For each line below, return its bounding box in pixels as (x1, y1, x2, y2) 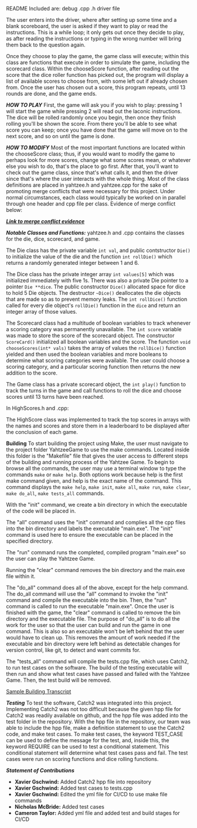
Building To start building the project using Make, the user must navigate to (6, 440, 189, 447)
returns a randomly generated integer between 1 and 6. (6, 260, 140, 266)
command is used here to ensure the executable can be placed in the (6, 531, 174, 538)
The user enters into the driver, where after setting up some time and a (6, 16, 177, 23)
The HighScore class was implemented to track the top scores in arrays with (6, 416, 191, 423)
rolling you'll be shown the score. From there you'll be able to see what (6, 120, 177, 127)
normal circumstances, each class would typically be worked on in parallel (6, 194, 186, 201)
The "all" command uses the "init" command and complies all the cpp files (6, 519, 186, 526)
